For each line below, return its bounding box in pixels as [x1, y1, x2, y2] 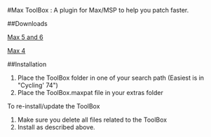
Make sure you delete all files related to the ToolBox [17, 115, 167, 124]
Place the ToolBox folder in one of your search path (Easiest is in [17, 73, 205, 82]
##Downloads [7, 20, 48, 27]
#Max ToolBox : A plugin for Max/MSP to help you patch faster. [7, 6, 189, 14]
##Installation [7, 60, 47, 68]
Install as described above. [17, 123, 96, 131]
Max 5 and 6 [7, 33, 43, 41]
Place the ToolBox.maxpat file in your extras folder [17, 89, 163, 96]
